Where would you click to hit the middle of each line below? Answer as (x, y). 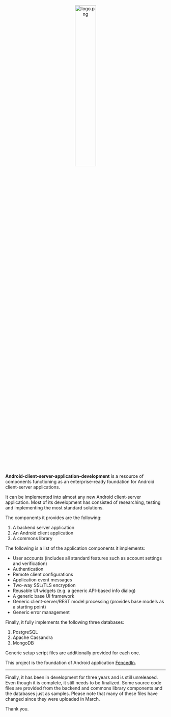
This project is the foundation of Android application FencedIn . (71, 663)
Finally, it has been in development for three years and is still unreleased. (82, 677)
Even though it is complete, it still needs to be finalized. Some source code (83, 683)
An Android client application (43, 533)
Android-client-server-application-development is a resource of (75, 476)
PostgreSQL (25, 632)
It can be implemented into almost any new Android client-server (73, 497)
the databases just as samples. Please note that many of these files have (81, 694)
